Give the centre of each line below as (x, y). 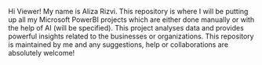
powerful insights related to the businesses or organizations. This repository (131, 36)
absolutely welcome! (42, 53)
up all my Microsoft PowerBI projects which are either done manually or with (131, 20)
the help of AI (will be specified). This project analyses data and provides (126, 28)
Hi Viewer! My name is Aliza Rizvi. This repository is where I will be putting (128, 11)
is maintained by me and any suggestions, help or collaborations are (118, 45)
